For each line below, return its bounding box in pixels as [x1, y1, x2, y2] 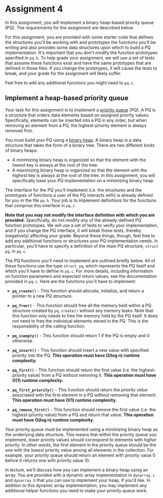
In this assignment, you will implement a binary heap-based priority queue [5, 19, 154, 25]
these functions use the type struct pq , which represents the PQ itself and [5, 263, 155, 268]
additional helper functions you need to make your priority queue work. [5, 487, 148, 493]
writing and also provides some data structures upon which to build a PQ [5, 44, 151, 50]
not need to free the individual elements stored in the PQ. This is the [12, 318, 148, 324]
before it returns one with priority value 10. [5, 457, 91, 463]
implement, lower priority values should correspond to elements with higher [5, 437, 157, 442]
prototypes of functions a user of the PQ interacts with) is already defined [5, 192, 153, 198]
